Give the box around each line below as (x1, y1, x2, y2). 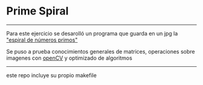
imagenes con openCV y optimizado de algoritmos (6, 54, 133, 61)
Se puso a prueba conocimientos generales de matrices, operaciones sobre (6, 48, 195, 55)
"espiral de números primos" (6, 36, 78, 43)
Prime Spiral (6, 4, 69, 18)
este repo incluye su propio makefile (6, 71, 97, 79)
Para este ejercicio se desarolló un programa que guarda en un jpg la (6, 30, 178, 37)
